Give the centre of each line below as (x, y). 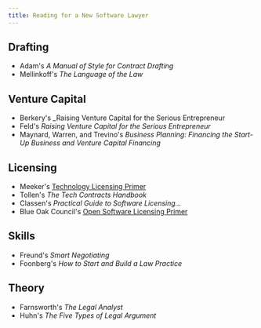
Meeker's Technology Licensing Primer (83, 187)
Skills (22, 236)
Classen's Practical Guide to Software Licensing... (100, 203)
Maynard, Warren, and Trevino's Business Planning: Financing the (126, 135)
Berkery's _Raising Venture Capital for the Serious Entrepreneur (122, 118)
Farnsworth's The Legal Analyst (71, 307)
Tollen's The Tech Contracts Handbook (83, 195)
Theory (27, 288)
